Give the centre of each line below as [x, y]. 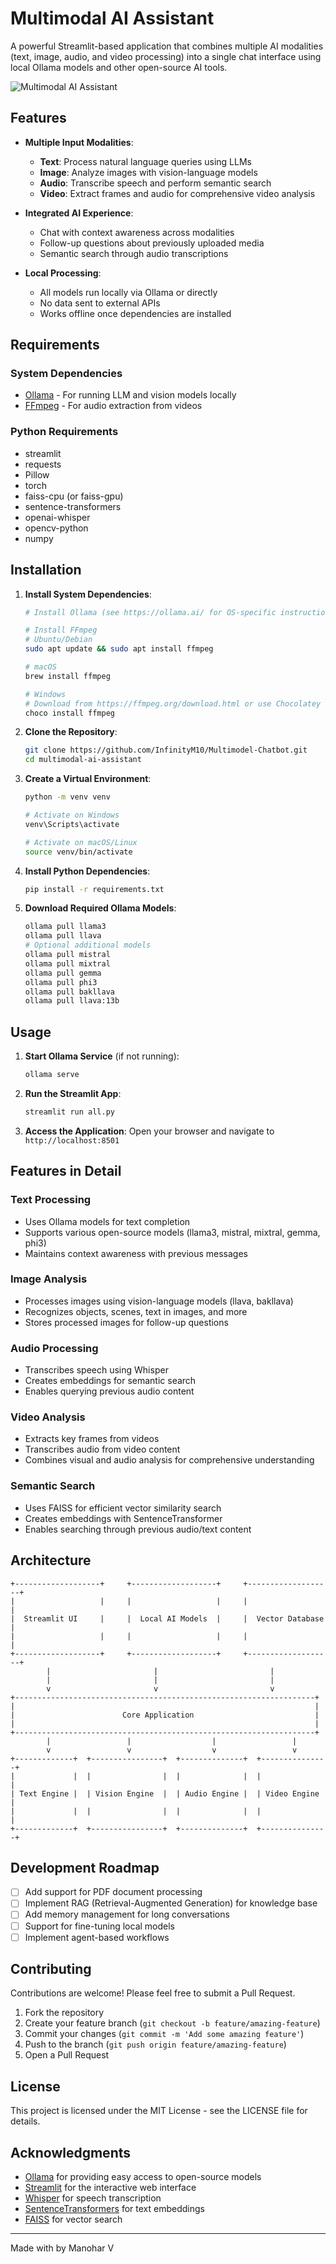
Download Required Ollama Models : [100, 908]
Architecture [51, 1560]
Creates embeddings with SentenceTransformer [123, 1518]
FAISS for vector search [73, 2219]
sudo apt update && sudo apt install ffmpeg [119, 649]
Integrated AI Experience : [79, 213]
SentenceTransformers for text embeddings [114, 2209]
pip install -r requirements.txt [94, 889]
